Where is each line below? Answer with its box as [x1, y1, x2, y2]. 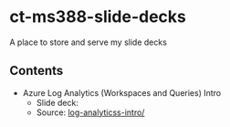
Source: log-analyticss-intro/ [36, 107, 145, 118]
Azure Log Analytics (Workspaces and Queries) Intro [22, 87, 222, 98]
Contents [9, 63, 64, 79]
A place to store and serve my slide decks [9, 37, 167, 48]
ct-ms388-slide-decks [9, 6, 187, 27]
